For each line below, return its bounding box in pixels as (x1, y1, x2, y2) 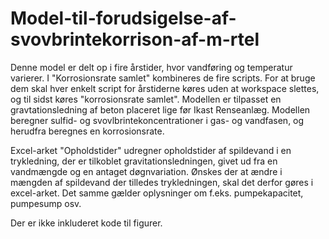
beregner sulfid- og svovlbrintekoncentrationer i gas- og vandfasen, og (10, 114, 305, 126)
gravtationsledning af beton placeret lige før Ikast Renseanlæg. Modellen (10, 103, 311, 116)
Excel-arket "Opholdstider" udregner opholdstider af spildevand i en (10, 144, 292, 156)
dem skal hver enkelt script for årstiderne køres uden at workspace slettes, (10, 82, 320, 94)
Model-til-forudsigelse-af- (10, 7, 237, 30)
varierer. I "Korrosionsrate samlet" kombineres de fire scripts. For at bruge (10, 72, 316, 84)
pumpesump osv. (10, 197, 82, 209)
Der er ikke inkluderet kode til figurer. (10, 217, 163, 229)
